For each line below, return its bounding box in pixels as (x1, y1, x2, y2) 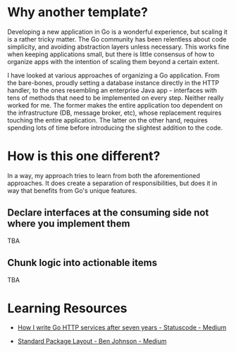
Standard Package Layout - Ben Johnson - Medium (17, 337, 167, 346)
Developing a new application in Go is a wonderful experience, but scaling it (7, 27, 228, 36)
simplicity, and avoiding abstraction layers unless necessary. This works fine (7, 42, 230, 51)
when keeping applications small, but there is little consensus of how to (7, 50, 215, 58)
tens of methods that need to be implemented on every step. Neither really (7, 93, 224, 102)
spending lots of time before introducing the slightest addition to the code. (7, 123, 223, 132)
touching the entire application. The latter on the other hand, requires (7, 115, 208, 124)
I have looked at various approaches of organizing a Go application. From (7, 71, 221, 80)
